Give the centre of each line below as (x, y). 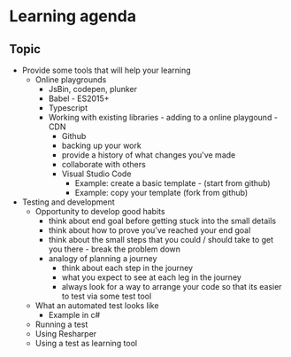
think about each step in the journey (127, 268)
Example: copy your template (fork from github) (161, 193)
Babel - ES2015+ (79, 98)
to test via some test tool (107, 296)
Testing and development (68, 202)
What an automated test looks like (97, 306)
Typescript (68, 108)
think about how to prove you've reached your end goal (149, 230)
